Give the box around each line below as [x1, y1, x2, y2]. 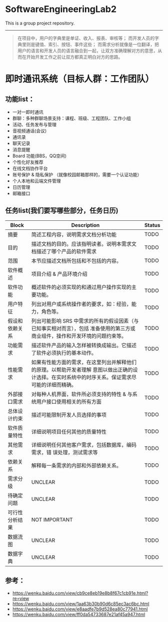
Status [144, 221, 160, 228]
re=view [12, 595, 29, 601]
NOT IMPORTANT [31, 516, 73, 523]
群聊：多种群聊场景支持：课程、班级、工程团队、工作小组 [12, 115, 131, 121]
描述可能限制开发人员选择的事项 [31, 411, 106, 418]
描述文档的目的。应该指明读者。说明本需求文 [31, 240, 136, 247]
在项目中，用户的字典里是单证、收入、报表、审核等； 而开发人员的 [17, 35, 155, 41]
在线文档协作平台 [12, 165, 48, 171]
